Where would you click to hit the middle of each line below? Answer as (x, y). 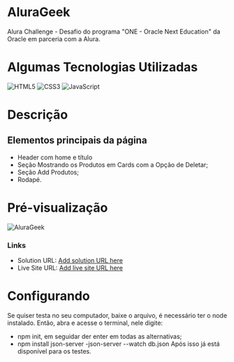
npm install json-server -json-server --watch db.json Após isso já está (118, 344)
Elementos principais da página (77, 140)
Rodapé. (29, 180)
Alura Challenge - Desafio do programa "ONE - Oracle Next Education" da (114, 31)
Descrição (38, 115)
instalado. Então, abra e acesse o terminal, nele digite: (85, 323)
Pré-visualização (58, 208)
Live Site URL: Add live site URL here (70, 268)
